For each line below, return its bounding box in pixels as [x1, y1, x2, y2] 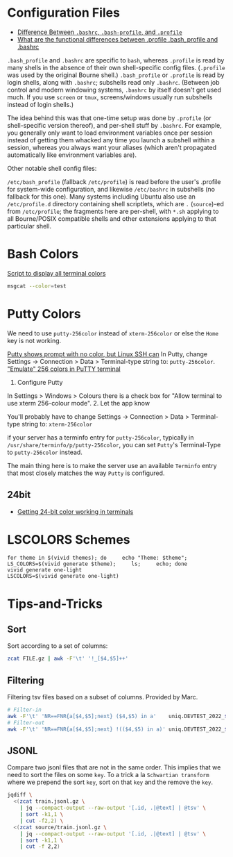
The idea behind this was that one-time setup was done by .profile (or [7, 113, 212, 122]
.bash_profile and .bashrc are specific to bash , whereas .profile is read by [7, 56, 225, 64]
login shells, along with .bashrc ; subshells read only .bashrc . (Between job [7, 78, 220, 86]
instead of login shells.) [7, 100, 74, 108]
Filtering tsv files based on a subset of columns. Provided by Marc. [7, 693, 198, 701]
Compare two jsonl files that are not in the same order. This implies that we [7, 763, 221, 772]
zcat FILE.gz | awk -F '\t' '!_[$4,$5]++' [7, 655, 129, 663]
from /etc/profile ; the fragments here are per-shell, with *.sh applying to [7, 207, 219, 215]
